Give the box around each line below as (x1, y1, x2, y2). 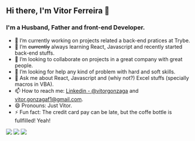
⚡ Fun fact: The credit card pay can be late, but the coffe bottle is (14, 108, 172, 115)
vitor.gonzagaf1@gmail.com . (14, 95, 84, 103)
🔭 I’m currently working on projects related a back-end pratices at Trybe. (14, 36, 190, 44)
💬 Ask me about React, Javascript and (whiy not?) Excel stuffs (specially (14, 74, 189, 81)
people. (14, 62, 33, 69)
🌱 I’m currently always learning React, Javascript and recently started (14, 43, 183, 50)
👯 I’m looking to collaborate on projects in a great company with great (14, 55, 183, 62)
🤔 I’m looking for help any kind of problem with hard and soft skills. (14, 68, 176, 75)
